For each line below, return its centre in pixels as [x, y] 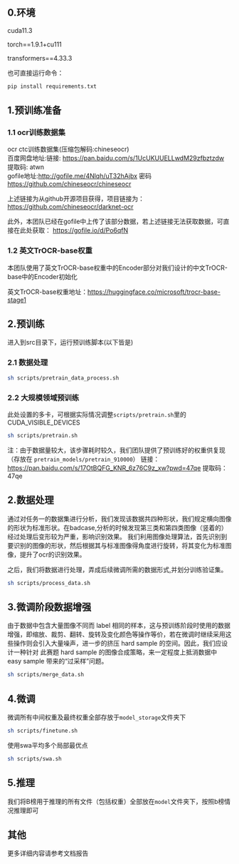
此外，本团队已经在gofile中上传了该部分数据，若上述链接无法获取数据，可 [116, 222]
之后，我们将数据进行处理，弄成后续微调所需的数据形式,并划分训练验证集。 [117, 569]
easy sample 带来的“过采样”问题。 [58, 661]
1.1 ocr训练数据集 [37, 132]
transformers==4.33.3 [40, 58]
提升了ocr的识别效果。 [53, 554]
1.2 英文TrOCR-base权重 [50, 250]
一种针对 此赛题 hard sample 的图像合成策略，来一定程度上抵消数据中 [115, 652]
